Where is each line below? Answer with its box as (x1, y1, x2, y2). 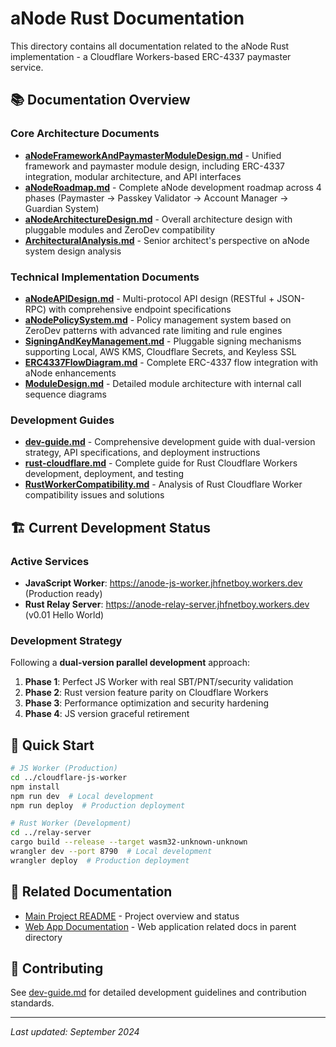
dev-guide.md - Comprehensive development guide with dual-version (24, 436, 316, 448)
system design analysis (24, 245, 122, 257)
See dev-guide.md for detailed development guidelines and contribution (10, 987, 307, 999)
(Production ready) (24, 587, 103, 599)
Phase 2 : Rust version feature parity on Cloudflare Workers (24, 687, 269, 699)
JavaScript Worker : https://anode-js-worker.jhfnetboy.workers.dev (24, 577, 303, 589)
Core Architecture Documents (10, 127, 160, 141)
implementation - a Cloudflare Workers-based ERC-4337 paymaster (10, 50, 292, 62)
